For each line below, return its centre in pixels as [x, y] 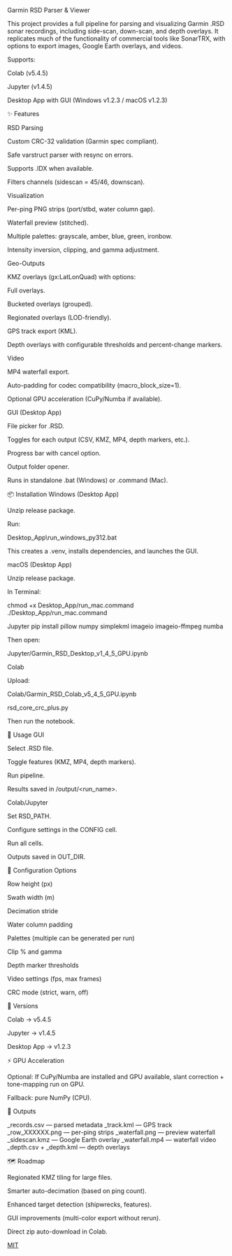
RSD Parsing [25, 128]
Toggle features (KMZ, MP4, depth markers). [72, 762]
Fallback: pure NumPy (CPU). [50, 1098]
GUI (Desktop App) [35, 412]
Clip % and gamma [35, 952]
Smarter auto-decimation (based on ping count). [77, 1191]
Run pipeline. [26, 775]
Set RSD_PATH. [29, 816]
